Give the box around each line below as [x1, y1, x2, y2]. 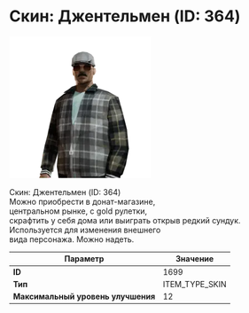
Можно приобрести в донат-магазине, [9, 196, 156, 207]
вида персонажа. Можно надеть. [9, 233, 135, 245]
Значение [175, 254, 214, 264]
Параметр [64, 254, 105, 264]
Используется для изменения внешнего [9, 224, 161, 235]
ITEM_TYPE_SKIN [162, 278, 228, 289]
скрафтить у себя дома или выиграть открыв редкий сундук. [9, 215, 241, 225]
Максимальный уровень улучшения [12, 291, 156, 302]
